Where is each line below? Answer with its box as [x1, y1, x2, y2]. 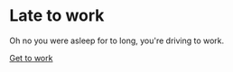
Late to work [9, 5, 105, 26]
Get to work [9, 52, 53, 63]
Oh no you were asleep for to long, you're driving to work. [9, 35, 225, 46]
